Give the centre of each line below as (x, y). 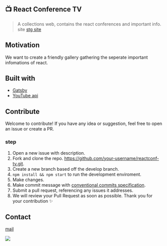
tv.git (18, 164)
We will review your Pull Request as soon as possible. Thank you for (82, 195)
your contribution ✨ (33, 201)
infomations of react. (27, 62)
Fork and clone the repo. (38, 158)
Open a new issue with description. (49, 153)
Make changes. (28, 179)
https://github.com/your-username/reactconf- (111, 158)
